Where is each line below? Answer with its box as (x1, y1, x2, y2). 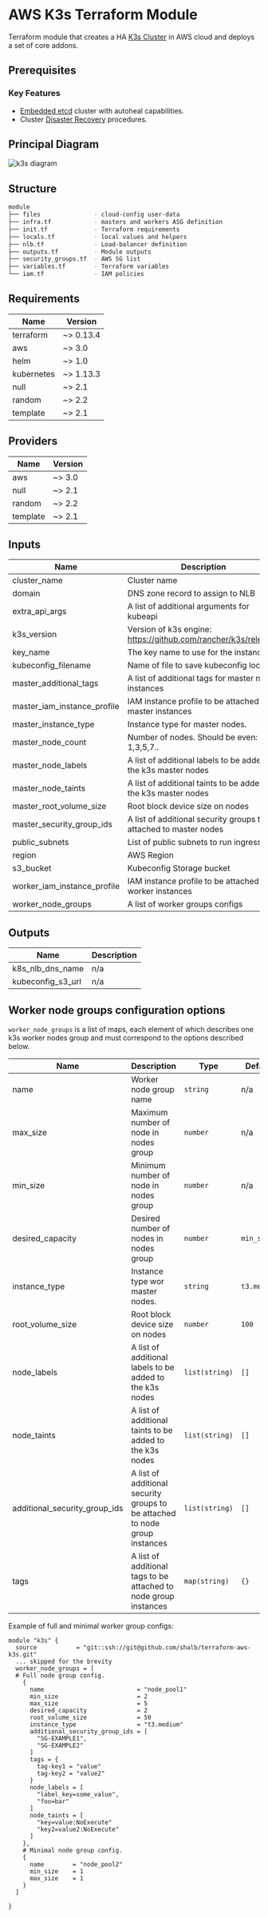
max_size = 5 (29, 1700, 148, 1708)
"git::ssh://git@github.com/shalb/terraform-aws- (83, 1644, 251, 1652)
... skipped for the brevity (15, 1657, 112, 1666)
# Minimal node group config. (22, 1847, 124, 1855)
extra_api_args (12, 606, 67, 617)
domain (12, 588, 41, 599)
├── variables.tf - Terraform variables (8, 262, 170, 271)
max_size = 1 (29, 1875, 84, 1883)
